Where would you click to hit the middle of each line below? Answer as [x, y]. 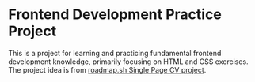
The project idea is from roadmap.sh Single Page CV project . [107, 69]
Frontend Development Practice [115, 15]
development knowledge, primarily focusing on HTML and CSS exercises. [128, 61]
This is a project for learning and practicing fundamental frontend [115, 53]
